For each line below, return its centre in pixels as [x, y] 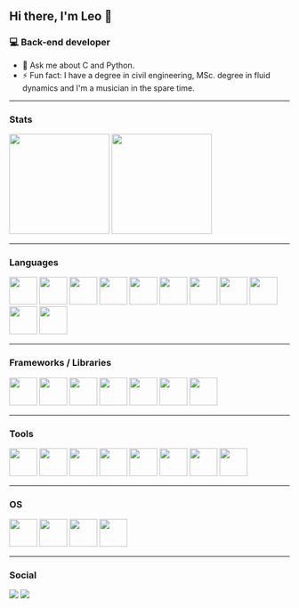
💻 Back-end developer [60, 43]
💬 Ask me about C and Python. [78, 65]
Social [23, 575]
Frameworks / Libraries [61, 363]
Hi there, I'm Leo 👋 [61, 16]
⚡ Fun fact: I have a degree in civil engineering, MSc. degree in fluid [146, 75]
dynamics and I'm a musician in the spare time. [108, 88]
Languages [34, 262]
